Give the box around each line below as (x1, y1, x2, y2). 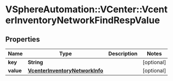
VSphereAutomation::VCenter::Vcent (5, 4, 168, 15)
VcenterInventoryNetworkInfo (27, 67, 103, 74)
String (27, 59, 43, 66)
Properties (5, 35, 40, 44)
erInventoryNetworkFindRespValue (5, 14, 160, 26)
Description (108, 50, 138, 57)
